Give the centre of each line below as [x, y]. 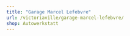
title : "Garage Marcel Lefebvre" [49, 12]
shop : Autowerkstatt [33, 23]
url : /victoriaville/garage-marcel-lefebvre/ [65, 18]
